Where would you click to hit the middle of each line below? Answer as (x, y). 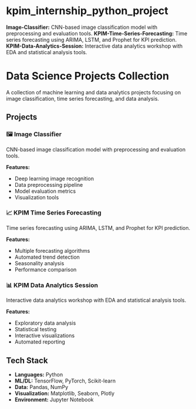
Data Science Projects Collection (87, 76)
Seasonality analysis (39, 263)
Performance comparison (45, 269)
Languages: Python (39, 374)
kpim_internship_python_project (87, 11)
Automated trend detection (47, 257)
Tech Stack (27, 360)
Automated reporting (40, 342)
